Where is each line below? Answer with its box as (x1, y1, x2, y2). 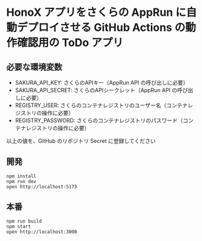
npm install (6, 173, 36, 179)
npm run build (6, 218, 42, 224)
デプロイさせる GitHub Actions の (17, 21, 186, 35)
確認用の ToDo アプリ (17, 36, 124, 50)
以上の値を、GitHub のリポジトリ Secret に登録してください (6, 137, 156, 144)
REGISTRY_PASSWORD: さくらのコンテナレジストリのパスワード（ (15, 117, 183, 124)
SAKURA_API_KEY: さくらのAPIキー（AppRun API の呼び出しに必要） (15, 79, 189, 86)
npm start (6, 223, 32, 229)
